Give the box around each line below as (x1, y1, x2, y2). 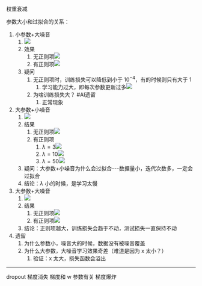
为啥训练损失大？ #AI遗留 (32, 91, 96, 98)
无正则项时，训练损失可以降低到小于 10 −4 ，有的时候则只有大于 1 (32, 75, 192, 83)
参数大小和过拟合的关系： (6, 18, 70, 25)
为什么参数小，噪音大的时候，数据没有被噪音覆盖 (23, 240, 145, 247)
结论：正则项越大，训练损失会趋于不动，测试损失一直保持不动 (23, 225, 177, 232)
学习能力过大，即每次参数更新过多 (41, 83, 127, 90)
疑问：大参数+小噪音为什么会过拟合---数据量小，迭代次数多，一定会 (23, 164, 194, 172)
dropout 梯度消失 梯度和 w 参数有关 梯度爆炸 (6, 273, 117, 280)
